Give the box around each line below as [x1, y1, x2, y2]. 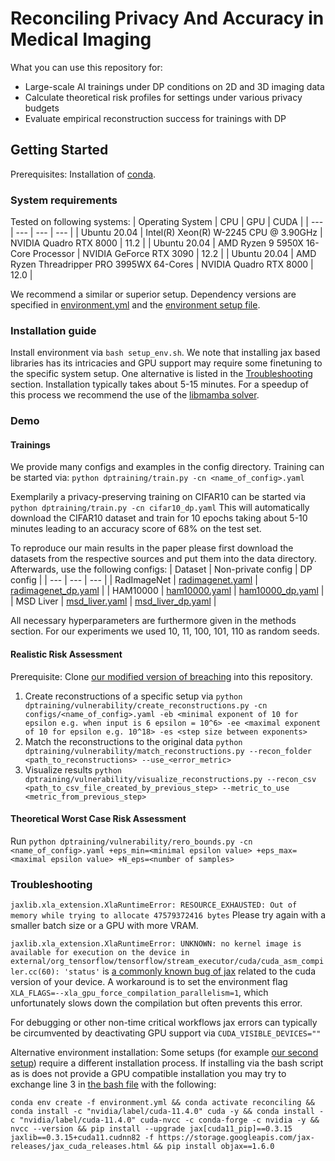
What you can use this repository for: [10, 61, 163, 73]
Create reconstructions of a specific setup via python [24, 690, 243, 702]
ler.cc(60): [10, 967, 60, 977]
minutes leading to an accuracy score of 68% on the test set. [10, 523, 262, 535]
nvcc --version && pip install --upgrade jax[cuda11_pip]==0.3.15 [10, 1124, 293, 1134]
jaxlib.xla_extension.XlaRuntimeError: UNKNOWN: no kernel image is [10, 939, 302, 949]
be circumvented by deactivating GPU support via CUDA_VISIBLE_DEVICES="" [10, 1027, 322, 1039]
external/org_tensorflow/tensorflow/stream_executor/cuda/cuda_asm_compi [10, 957, 325, 967]
